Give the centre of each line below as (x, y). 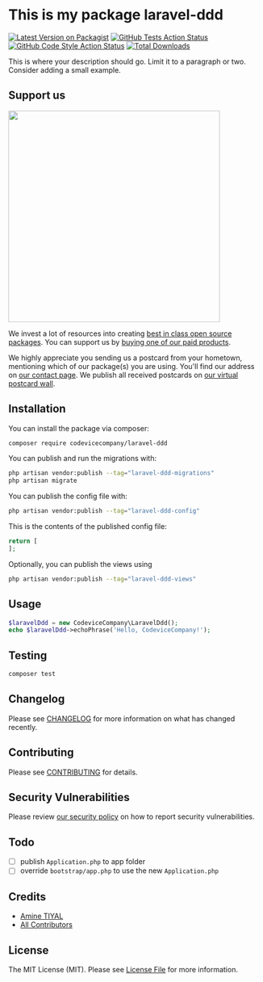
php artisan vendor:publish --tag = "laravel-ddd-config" (104, 511)
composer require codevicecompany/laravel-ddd (88, 443)
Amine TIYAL (42, 916)
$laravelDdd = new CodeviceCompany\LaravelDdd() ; (94, 623)
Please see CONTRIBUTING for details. (73, 772)
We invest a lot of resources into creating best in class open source (120, 334)
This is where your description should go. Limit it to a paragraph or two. (127, 61)
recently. (23, 727)
